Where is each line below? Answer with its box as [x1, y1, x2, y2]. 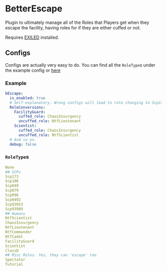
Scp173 [5, 174, 19, 179]
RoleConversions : [9, 105, 46, 110]
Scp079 [5, 188, 19, 193]
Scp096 [5, 192, 19, 198]
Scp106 [5, 179, 19, 184]
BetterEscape [5, 3, 63, 14]
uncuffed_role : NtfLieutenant [18, 119, 81, 124]
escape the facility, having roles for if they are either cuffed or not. [5, 24, 141, 30]
